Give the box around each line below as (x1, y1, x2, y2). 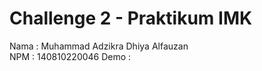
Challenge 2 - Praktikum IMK (9, 7, 253, 30)
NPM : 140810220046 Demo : (9, 50, 132, 62)
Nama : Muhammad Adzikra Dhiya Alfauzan (9, 40, 189, 52)
